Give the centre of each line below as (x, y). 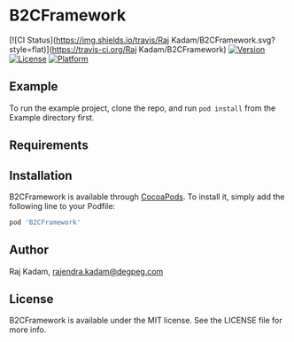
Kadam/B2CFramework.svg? (224, 40)
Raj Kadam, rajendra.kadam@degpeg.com (86, 271)
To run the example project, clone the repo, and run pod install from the (143, 108)
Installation (41, 175)
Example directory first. (52, 117)
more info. (28, 330)
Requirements (49, 146)
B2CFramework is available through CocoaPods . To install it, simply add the (147, 197)
